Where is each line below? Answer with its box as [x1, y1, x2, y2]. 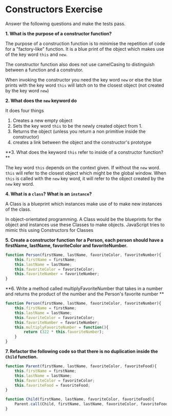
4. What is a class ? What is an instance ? [5, 191, 92, 197]
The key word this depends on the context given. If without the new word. [5, 164, 161, 170]
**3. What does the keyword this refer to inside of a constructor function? [5, 149, 164, 155]
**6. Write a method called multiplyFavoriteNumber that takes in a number [5, 286, 163, 292]
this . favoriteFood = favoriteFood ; [14, 383, 91, 388]
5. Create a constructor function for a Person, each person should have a [5, 237, 164, 243]
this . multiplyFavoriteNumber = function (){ [14, 325, 109, 330]
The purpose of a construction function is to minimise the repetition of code [5, 40, 165, 47]
